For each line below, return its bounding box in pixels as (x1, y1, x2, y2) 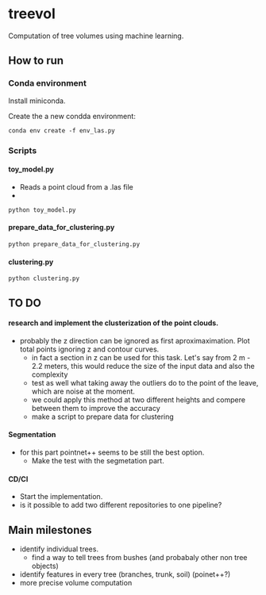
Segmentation (8, 430, 56, 440)
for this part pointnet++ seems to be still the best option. (19, 447, 205, 457)
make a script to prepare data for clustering (31, 412, 175, 421)
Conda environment (8, 78, 87, 89)
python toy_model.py (8, 205, 77, 214)
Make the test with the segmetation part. (31, 455, 164, 465)
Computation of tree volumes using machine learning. (8, 31, 184, 40)
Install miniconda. (8, 96, 66, 106)
